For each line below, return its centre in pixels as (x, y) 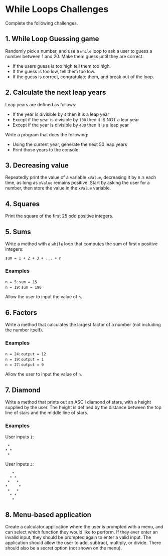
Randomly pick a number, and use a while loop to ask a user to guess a (79, 51)
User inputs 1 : (20, 437)
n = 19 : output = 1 (25, 359)
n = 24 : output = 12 (26, 354)
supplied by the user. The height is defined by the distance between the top (83, 408)
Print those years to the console (45, 149)
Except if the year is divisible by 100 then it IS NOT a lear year (76, 119)
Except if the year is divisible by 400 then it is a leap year (71, 125)
